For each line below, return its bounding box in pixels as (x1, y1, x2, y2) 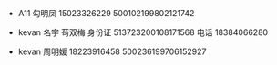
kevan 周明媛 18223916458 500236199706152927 (17, 46, 207, 57)
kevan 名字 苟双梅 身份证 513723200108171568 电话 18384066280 (17, 27, 269, 38)
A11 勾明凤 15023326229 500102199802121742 (17, 8, 195, 18)
